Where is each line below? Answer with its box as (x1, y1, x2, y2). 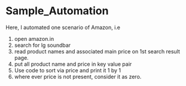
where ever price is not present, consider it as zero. (14, 73, 142, 80)
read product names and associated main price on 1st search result (14, 47, 181, 55)
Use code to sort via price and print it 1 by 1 (14, 66, 121, 74)
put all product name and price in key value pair (14, 60, 132, 68)
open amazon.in (14, 35, 54, 42)
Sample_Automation (5, 4, 109, 18)
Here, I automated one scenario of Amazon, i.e (5, 24, 121, 31)
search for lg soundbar (14, 42, 71, 49)
